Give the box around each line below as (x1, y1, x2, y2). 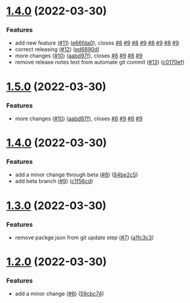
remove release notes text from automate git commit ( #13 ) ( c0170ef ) (14, 58, 185, 66)
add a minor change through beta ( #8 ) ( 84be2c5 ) (14, 171, 138, 178)
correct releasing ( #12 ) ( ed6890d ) (14, 46, 100, 53)
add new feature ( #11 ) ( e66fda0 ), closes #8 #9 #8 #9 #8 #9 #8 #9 (14, 39, 179, 46)
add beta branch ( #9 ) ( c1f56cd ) (14, 178, 93, 185)
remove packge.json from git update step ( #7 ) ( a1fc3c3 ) (14, 234, 154, 241)
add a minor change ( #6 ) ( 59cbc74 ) (14, 290, 104, 298)
